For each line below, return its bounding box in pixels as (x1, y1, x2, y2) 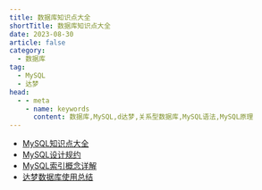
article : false (9, 37, 66, 47)
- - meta (17, 95, 50, 105)
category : (9, 46, 46, 55)
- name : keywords (25, 104, 90, 113)
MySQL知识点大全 (21, 138, 89, 149)
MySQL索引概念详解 (21, 161, 97, 171)
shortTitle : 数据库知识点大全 (9, 21, 112, 30)
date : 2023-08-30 (9, 29, 74, 38)
